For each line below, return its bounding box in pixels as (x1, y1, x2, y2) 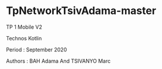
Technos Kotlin (6, 34, 42, 42)
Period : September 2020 (6, 46, 67, 53)
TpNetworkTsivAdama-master (6, 4, 157, 18)
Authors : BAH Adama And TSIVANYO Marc (6, 57, 111, 64)
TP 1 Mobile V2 (6, 23, 43, 30)
